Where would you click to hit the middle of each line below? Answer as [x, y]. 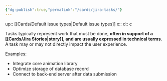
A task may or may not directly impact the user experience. [66, 44]
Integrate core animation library [45, 63]
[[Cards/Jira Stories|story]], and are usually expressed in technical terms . [84, 39]
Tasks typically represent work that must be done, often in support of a [79, 33]
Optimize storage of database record [51, 69]
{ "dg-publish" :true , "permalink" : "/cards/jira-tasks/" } [64, 10]
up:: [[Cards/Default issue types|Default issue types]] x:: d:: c [68, 24]
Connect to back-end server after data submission [64, 74]
